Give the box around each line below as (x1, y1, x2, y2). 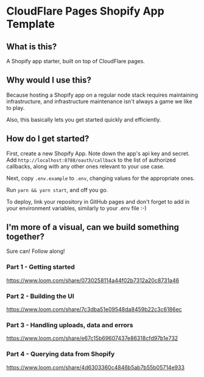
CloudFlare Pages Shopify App (6, 4, 164, 18)
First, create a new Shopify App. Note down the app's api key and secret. (6, 150, 190, 157)
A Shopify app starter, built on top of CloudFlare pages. (6, 58, 145, 64)
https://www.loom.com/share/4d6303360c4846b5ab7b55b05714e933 (6, 364, 185, 371)
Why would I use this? (6, 75, 91, 86)
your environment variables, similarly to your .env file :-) (6, 204, 147, 212)
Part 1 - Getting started (6, 263, 75, 271)
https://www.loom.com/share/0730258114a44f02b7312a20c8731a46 (6, 277, 180, 284)
